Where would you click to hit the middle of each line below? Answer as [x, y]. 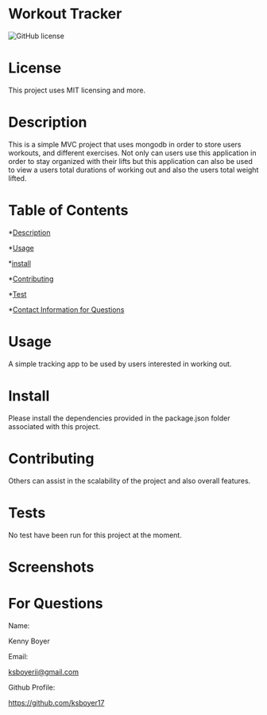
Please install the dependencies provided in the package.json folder [119, 418]
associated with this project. [54, 426]
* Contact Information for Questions [66, 309]
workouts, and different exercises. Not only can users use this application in [132, 153]
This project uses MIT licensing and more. [77, 90]
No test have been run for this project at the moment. [95, 535]
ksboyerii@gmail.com [44, 672]
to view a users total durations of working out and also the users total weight [133, 170]
